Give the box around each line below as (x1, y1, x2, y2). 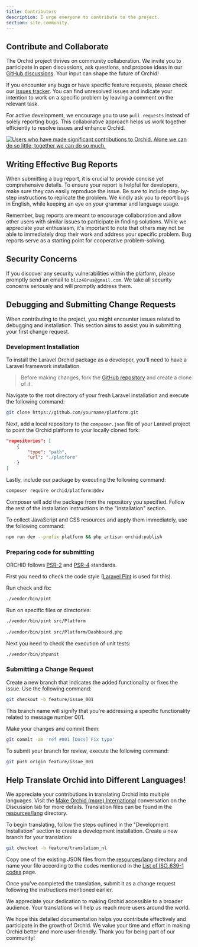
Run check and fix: (6, 584, 52, 591)
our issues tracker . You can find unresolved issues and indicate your (6, 88, 173, 95)
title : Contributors (6, 8, 57, 15)
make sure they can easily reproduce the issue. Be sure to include (6, 188, 167, 194)
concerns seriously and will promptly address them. (6, 282, 132, 289)
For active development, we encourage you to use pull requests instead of (6, 112, 190, 119)
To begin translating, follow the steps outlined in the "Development (6, 821, 168, 828)
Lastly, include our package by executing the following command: (6, 476, 166, 484)
